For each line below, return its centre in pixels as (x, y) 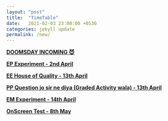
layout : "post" (26, 12)
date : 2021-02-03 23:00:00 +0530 (52, 23)
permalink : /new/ (28, 35)
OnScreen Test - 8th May (39, 111)
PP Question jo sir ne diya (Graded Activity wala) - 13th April (84, 88)
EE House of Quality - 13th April (47, 76)
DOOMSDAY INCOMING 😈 (41, 52)
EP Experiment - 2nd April (40, 64)
